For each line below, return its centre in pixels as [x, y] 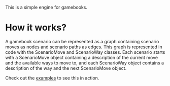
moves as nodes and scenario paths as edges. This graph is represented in [84, 47]
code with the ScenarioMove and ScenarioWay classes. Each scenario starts [85, 52]
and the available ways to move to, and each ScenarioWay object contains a [84, 63]
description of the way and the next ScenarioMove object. [66, 68]
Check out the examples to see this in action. [52, 78]
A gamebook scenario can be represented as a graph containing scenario [82, 41]
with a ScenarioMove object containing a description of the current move [82, 57]
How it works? [36, 28]
